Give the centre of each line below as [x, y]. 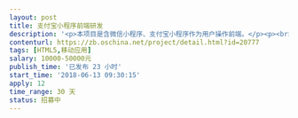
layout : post [33, 17]
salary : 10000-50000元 [50, 59]
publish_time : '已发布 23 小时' [66, 67]
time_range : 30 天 [43, 91]
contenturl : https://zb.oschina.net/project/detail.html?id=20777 [134, 42]
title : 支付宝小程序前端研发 [56, 26]
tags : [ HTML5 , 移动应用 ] [50, 51]
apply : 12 [27, 83]
